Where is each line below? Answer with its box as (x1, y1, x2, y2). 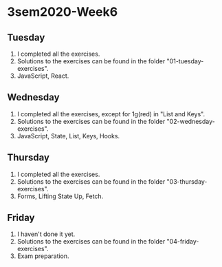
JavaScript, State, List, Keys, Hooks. (16, 131, 120, 140)
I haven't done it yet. (16, 230, 76, 238)
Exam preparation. (16, 252, 70, 260)
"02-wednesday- (166, 117, 215, 125)
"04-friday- (166, 237, 199, 246)
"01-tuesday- (166, 57, 204, 65)
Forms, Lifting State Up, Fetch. (16, 192, 104, 200)
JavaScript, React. (16, 72, 69, 80)
